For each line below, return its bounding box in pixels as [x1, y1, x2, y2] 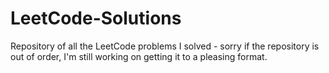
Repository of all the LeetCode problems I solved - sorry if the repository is [10, 40, 320, 52]
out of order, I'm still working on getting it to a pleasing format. [10, 50, 268, 62]
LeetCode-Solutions [10, 7, 182, 30]
